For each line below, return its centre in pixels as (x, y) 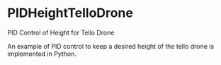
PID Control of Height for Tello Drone (61, 32)
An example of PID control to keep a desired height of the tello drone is (111, 46)
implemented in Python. (42, 54)
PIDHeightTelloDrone (70, 13)
